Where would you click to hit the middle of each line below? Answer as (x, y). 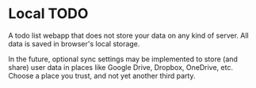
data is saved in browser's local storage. (74, 43)
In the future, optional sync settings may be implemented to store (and (123, 59)
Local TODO (48, 14)
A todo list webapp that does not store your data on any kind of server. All (128, 35)
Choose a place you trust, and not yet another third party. (102, 75)
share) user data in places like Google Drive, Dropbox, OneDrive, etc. (121, 67)
